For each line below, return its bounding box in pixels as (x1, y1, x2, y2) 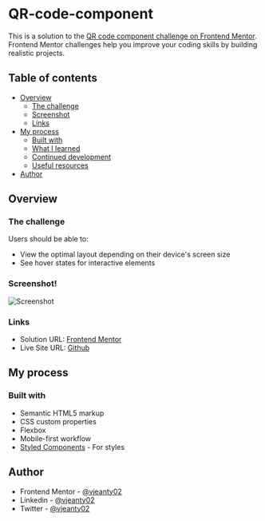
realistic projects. (8, 48, 65, 58)
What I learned (31, 143, 81, 153)
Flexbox (19, 425, 46, 435)
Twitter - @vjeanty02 (19, 503, 90, 513)
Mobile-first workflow (19, 433, 92, 443)
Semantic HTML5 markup (19, 408, 105, 418)
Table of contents (8, 71, 97, 85)
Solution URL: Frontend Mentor (19, 335, 122, 344)
